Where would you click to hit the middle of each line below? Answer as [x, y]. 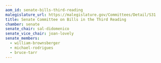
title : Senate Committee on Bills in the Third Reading [66, 19]
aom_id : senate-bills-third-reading [44, 10]
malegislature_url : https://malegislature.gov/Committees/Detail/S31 [81, 15]
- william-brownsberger [35, 43]
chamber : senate [22, 24]
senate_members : [22, 39]
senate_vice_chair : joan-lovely [39, 34]
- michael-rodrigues [32, 48]
